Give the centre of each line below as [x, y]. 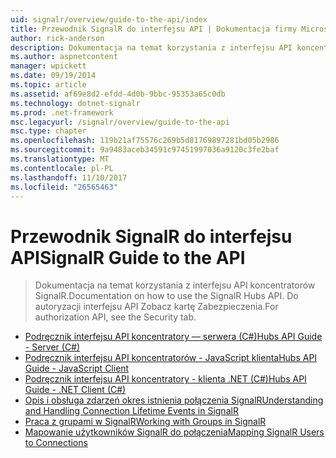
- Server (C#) [52, 347]
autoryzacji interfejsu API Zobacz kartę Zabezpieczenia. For [156, 307]
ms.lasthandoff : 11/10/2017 [69, 177]
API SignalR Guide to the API [128, 257]
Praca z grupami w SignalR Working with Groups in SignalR [145, 422]
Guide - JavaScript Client [77, 368]
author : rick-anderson [57, 38]
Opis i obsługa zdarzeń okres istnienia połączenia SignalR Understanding [174, 400]
